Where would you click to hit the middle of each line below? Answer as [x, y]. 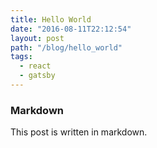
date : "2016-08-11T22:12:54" [71, 29]
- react [35, 66]
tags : [21, 57]
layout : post [37, 38]
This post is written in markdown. [79, 132]
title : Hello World [51, 19]
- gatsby [37, 76]
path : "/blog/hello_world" [66, 47]
